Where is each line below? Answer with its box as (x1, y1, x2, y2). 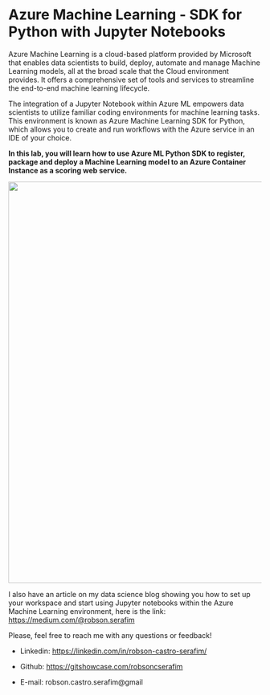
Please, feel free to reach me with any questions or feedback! (8, 630, 212, 640)
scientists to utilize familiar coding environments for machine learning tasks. (8, 107, 260, 117)
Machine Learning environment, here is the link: (8, 606, 166, 616)
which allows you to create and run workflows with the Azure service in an (8, 124, 255, 134)
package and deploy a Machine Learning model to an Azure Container (8, 156, 247, 166)
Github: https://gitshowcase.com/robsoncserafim (19, 661, 183, 671)
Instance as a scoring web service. (8, 165, 127, 175)
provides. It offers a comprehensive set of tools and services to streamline (8, 75, 255, 84)
